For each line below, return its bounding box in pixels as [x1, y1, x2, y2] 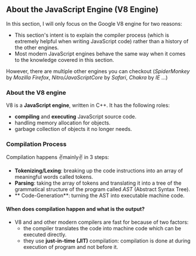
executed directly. [23, 231, 67, 238]
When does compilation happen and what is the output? [6, 206, 145, 212]
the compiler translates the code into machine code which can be [23, 224, 181, 231]
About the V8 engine [6, 88, 66, 96]
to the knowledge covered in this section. [14, 56, 114, 63]
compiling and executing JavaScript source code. [14, 113, 136, 120]
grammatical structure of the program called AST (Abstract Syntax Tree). [14, 186, 190, 193]
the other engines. [14, 44, 59, 51]
